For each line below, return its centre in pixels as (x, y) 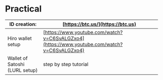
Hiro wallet (20, 38)
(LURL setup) (23, 70)
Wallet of (18, 58)
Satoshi (16, 64)
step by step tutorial (66, 64)
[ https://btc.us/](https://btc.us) (99, 24)
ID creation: (23, 24)
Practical (24, 9)
